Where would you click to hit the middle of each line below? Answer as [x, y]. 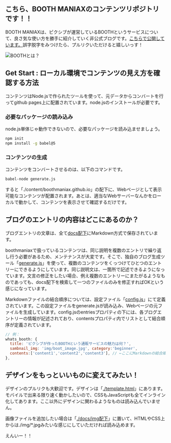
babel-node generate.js [31, 179]
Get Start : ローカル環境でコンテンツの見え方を [79, 73]
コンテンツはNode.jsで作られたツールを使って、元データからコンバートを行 [84, 96]
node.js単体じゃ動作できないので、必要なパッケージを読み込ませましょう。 [84, 128]
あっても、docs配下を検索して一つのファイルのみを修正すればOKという [89, 282]
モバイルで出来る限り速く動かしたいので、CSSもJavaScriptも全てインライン [85, 395]
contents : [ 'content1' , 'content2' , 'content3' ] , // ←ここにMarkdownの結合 [86, 353]
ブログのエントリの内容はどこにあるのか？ [72, 220]
